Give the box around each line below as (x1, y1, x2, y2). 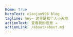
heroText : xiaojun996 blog (5, 12, 60, 16)
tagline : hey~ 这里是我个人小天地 (5, 16, 69, 21)
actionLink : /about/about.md (5, 25, 64, 30)
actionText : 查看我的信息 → (5, 20, 57, 25)
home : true (5, 7, 27, 12)
